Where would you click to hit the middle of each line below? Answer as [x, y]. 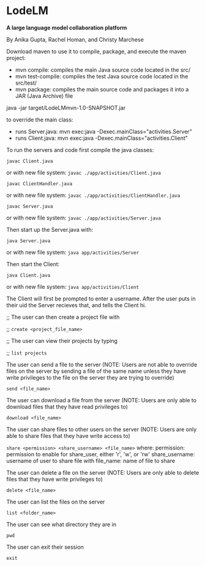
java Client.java [28, 275]
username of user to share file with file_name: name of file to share [91, 461]
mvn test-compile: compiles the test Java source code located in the [102, 76]
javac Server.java [30, 206]
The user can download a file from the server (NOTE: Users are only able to [102, 400]
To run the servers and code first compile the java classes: [80, 150]
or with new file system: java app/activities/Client [73, 286]
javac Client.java [30, 161]
